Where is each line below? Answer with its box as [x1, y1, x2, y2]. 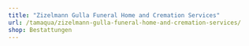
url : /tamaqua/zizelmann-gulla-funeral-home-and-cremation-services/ [8, 19, 242, 27]
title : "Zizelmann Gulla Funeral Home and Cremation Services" [8, 11, 221, 19]
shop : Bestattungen [8, 26, 72, 34]
